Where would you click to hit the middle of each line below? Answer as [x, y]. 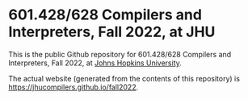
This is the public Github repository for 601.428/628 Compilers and [120, 54]
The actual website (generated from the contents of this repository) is [124, 78]
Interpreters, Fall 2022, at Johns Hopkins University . [95, 63]
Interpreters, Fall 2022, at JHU [112, 32]
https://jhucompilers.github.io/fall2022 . [74, 87]
